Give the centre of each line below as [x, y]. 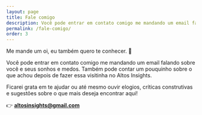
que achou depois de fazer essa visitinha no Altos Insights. [79, 75]
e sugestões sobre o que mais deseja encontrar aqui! [72, 93]
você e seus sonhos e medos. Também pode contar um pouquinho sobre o [99, 69]
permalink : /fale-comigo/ [38, 28]
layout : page [23, 12]
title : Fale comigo [31, 17]
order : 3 [17, 34]
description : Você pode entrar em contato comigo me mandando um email [98, 23]
